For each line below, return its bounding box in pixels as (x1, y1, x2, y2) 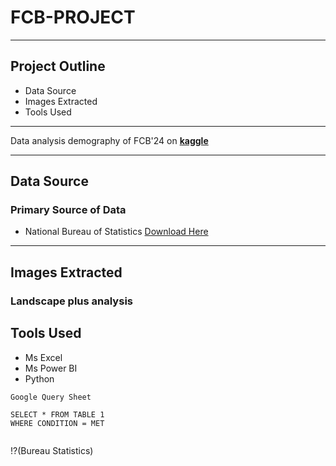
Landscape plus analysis (10, 294, 133, 308)
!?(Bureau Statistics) (10, 444, 94, 456)
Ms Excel (24, 351, 63, 363)
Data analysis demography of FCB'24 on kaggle (10, 134, 209, 146)
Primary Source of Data (10, 203, 127, 217)
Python (24, 372, 55, 385)
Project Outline (10, 58, 106, 75)
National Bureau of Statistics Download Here (24, 226, 209, 238)
